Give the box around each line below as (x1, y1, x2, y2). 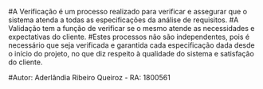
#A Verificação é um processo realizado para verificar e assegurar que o (8, 7, 248, 16)
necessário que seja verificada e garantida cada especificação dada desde (8, 41, 255, 50)
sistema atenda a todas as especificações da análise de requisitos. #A (8, 15, 239, 25)
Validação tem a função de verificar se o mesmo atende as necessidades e (8, 24, 255, 33)
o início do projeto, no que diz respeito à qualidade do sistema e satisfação (8, 49, 255, 58)
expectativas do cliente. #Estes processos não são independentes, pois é (8, 32, 249, 41)
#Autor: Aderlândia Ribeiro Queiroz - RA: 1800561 (8, 73, 171, 82)
